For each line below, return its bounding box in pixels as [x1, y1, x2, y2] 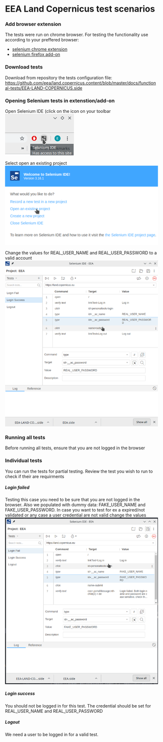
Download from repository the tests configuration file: [5, 74, 113, 81]
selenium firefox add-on [12, 52, 61, 57]
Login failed [5, 485, 30, 491]
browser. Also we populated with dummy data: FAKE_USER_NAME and [5, 502, 146, 508]
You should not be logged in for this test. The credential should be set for [5, 703, 151, 708]
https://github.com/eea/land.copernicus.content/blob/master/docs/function [5, 80, 156, 86]
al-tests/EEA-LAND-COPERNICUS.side [5, 85, 82, 91]
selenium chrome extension [12, 46, 68, 52]
